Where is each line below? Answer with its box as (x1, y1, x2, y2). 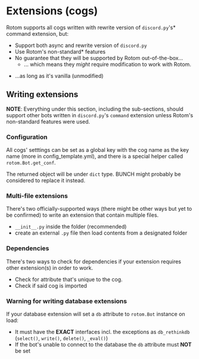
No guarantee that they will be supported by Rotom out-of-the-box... (14, 54, 184, 61)
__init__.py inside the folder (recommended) (14, 223, 127, 230)
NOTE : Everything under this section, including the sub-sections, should (6, 105, 184, 113)
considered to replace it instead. (6, 177, 85, 184)
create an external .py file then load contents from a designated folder (14, 229, 188, 236)
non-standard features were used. (6, 118, 91, 125)
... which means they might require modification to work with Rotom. (23, 61, 192, 68)
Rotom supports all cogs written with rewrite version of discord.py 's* (6, 24, 176, 31)
